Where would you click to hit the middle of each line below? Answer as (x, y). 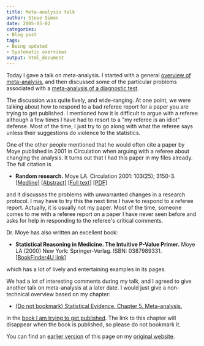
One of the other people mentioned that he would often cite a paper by (96, 144)
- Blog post (21, 35)
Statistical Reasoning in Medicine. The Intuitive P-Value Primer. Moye (105, 244)
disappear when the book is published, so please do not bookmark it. (93, 324)
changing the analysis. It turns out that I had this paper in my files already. (100, 158)
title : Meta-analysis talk (41, 12)
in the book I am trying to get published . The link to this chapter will (91, 318)
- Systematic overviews (37, 52)
